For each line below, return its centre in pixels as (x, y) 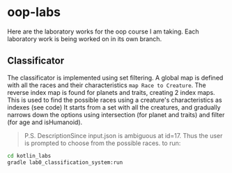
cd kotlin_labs (29, 156)
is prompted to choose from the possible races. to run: (102, 143)
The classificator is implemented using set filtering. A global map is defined (115, 77)
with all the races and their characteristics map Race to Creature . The (107, 85)
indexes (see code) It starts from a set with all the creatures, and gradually (114, 107)
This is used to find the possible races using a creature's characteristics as (115, 100)
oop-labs (34, 12)
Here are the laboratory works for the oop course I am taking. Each (103, 31)
